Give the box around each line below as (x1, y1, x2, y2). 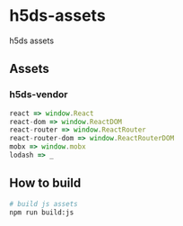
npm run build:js (9, 208, 74, 217)
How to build (9, 176, 82, 191)
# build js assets (9, 199, 78, 208)
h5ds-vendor (9, 88, 68, 101)
